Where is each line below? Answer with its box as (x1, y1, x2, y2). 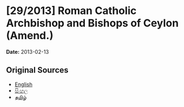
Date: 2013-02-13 (6, 48, 49, 55)
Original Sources (6, 65, 69, 75)
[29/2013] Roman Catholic (6, 4, 137, 18)
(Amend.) (6, 29, 54, 42)
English (14, 81, 33, 88)
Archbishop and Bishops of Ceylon (6, 16, 179, 30)
